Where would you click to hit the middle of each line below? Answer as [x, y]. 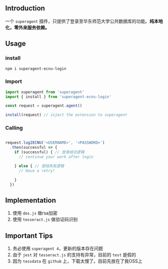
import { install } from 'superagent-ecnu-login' [59, 97]
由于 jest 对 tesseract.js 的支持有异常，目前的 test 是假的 [74, 255]
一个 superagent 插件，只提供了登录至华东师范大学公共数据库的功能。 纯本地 [84, 21]
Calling [14, 128]
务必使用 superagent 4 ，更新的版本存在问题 [58, 249]
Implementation [31, 200]
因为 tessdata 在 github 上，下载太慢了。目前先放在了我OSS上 [77, 261]
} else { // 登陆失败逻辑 [39, 166]
